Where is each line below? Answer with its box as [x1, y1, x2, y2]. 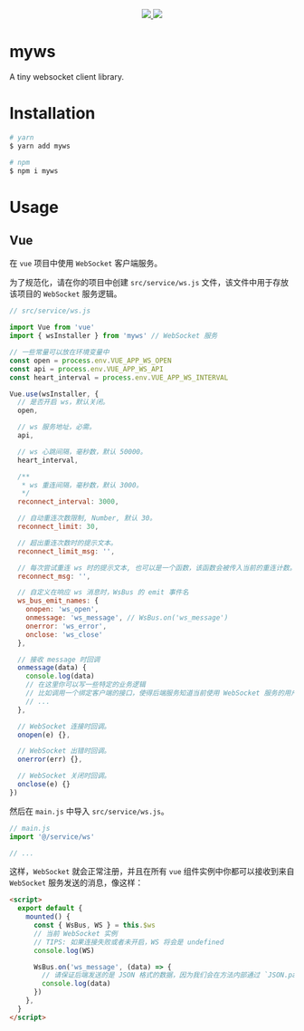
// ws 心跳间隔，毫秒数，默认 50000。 [17, 447, 147, 457]
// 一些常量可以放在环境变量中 [9, 348, 110, 357]
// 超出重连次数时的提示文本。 [17, 538, 118, 547]
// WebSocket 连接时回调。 [17, 721, 111, 731]
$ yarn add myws [9, 141, 71, 150]
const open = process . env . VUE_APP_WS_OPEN [9, 356, 172, 365]
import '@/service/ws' [9, 832, 95, 842]
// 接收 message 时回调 [17, 655, 100, 664]
